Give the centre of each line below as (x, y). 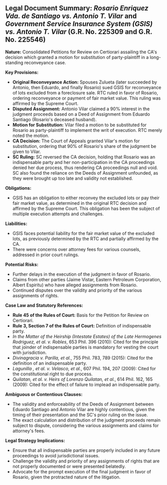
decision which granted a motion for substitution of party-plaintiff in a (77, 57)
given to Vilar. (27, 151)
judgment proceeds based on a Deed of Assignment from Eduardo (81, 114)
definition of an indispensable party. (50, 363)
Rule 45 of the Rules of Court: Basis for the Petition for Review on (81, 315)
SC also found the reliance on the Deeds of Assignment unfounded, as (85, 173)
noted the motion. (31, 135)
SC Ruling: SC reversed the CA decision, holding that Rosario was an (84, 157)
